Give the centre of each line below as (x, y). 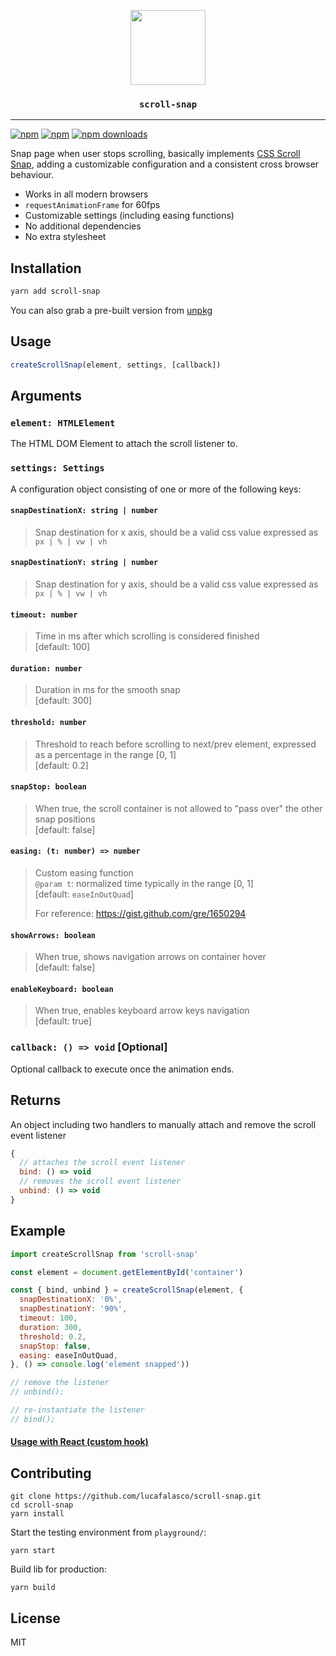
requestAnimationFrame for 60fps (92, 205)
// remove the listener (60, 1383)
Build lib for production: (58, 1569)
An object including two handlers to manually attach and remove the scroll (163, 1124)
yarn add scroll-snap (55, 291)
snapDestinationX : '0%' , (71, 1300)
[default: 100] (62, 647)
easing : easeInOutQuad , (68, 1355)
